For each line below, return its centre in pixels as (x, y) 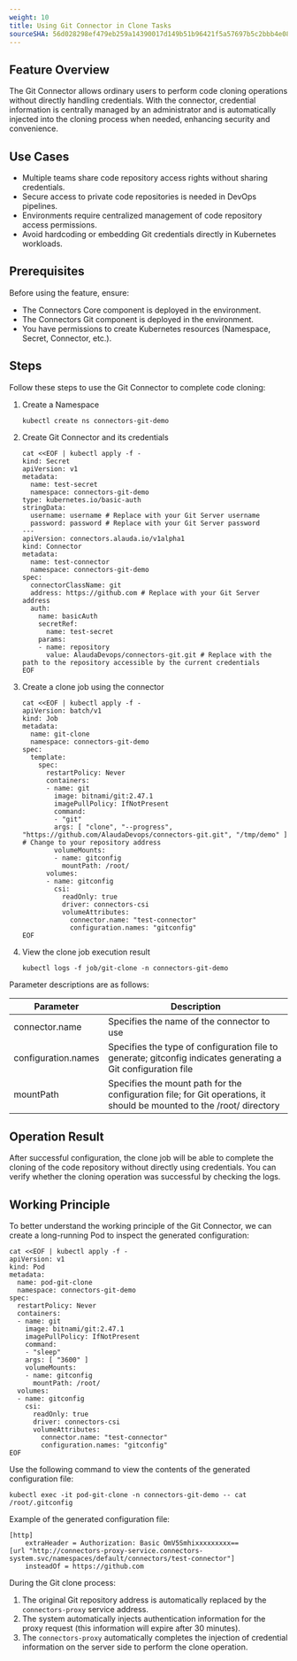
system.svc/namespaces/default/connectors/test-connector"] (122, 1559)
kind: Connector (52, 546)
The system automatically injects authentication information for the (144, 1619)
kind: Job (40, 718)
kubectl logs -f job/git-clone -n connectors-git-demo (125, 968)
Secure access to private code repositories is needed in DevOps (139, 197)
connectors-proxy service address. (85, 1610)
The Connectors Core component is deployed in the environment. (141, 310)
